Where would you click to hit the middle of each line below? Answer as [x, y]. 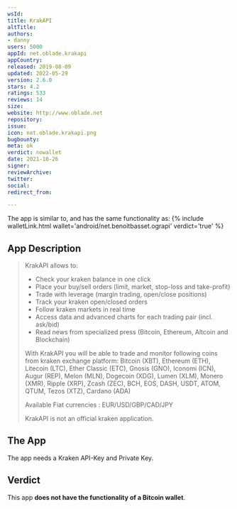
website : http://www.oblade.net [55, 113]
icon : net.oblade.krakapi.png [52, 133]
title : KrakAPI [30, 21]
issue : [17, 126]
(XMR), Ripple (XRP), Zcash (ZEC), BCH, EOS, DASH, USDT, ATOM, [123, 383]
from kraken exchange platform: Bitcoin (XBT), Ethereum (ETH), [117, 361]
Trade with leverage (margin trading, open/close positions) [121, 295]
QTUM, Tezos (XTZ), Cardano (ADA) [78, 391]
